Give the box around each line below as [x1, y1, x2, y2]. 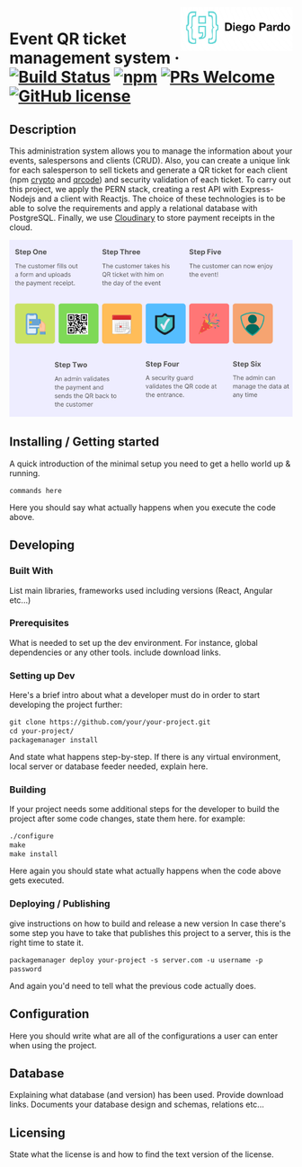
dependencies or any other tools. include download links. [9, 647, 222, 658]
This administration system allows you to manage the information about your [9, 146, 293, 156]
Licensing [9, 1125, 66, 1140]
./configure [9, 832, 54, 841]
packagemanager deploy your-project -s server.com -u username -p [9, 955, 263, 965]
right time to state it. [9, 937, 84, 948]
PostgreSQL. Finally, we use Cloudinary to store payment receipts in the [9, 213, 276, 223]
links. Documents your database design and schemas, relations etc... [9, 1099, 265, 1110]
